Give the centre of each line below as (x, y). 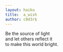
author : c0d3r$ (21, 19)
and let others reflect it (29, 39)
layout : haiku (20, 10)
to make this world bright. (32, 44)
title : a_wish (21, 15)
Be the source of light (28, 34)
